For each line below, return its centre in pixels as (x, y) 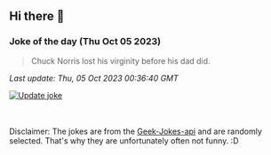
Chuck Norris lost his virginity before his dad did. (120, 61)
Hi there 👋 (37, 16)
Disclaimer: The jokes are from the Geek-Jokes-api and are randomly (135, 131)
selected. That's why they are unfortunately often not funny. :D (124, 140)
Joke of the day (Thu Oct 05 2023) (85, 42)
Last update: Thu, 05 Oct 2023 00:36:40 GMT (94, 78)
